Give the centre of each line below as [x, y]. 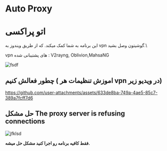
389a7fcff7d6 [19, 97]
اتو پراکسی [25, 32]
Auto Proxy [29, 9]
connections [25, 121]
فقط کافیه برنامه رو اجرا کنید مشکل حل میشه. [48, 143]
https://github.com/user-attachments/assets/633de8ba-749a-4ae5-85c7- [82, 92]
